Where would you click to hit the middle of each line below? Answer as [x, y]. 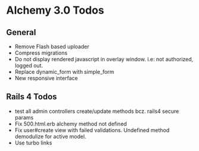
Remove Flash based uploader [52, 46]
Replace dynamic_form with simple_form [64, 72]
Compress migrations [41, 53]
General [21, 32]
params [24, 117]
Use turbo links [33, 143]
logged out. [29, 65]
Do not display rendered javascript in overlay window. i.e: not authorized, [104, 59]
